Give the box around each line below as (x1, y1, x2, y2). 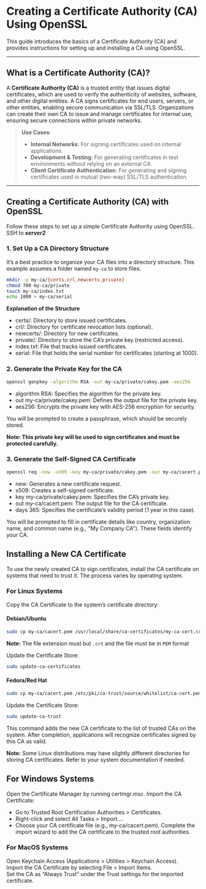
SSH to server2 (6, 229, 46, 236)
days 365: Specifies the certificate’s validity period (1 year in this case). (15, 506, 196, 513)
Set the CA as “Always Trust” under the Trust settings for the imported (6, 870, 184, 877)
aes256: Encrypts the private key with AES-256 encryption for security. (15, 403, 196, 410)
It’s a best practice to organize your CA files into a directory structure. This (6, 258, 195, 265)
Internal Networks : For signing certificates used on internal (30, 140, 181, 148)
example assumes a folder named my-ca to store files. (6, 265, 142, 272)
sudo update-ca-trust (6, 713, 62, 720)
